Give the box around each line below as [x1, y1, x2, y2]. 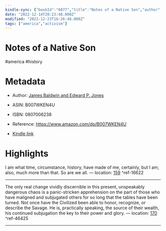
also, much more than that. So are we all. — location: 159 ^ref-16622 [5, 170, 144, 176]
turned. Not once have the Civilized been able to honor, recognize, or [5, 200, 146, 206]
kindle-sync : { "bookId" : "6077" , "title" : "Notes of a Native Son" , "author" [5, 7, 161, 12]
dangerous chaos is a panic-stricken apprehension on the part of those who [5, 189, 160, 195]
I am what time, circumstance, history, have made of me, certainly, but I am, [5, 164, 160, 171]
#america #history [5, 59, 43, 65]
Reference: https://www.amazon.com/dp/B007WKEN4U [12, 121, 127, 127]
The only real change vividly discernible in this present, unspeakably [5, 184, 145, 190]
